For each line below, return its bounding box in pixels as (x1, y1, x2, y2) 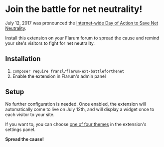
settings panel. (5, 126, 36, 133)
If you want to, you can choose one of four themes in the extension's (5, 121, 147, 127)
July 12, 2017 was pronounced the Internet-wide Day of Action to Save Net (5, 20, 159, 26)
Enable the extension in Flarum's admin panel (12, 73, 106, 79)
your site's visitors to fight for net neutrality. (5, 40, 95, 46)
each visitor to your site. (5, 111, 55, 118)
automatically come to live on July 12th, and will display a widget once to (5, 106, 155, 112)
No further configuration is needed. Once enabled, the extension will (5, 101, 146, 107)
